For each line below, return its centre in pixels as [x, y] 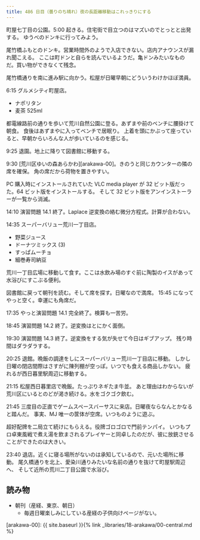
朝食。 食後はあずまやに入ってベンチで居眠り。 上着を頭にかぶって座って [96, 131]
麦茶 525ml [29, 110]
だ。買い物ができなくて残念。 [43, 65]
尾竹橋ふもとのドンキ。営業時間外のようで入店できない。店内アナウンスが [98, 50]
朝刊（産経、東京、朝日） [46, 506]
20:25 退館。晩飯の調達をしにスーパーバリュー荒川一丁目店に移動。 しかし [99, 358]
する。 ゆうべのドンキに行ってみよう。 [54, 37]
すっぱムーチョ [33, 252]
